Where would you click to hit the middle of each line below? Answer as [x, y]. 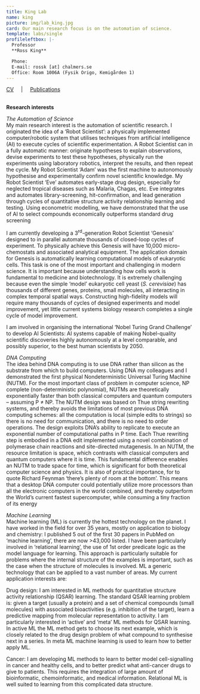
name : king [20, 17]
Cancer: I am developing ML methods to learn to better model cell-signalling [100, 659]
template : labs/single [34, 34]
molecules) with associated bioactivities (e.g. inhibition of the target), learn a [100, 609]
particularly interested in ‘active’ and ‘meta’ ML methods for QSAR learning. [99, 622]
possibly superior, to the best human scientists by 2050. [75, 346]
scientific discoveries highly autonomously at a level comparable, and [92, 340]
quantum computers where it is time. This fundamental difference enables [97, 459]
